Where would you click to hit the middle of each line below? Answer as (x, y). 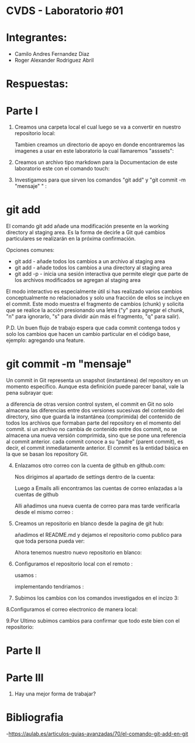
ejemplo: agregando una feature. (45, 340)
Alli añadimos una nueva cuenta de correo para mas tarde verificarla (97, 506)
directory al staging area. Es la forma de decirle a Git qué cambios (86, 233)
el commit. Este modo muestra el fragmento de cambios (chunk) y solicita (95, 304)
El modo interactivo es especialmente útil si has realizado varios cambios (94, 291)
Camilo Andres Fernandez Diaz (52, 54)
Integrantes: (37, 38)
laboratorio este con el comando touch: (62, 169)
